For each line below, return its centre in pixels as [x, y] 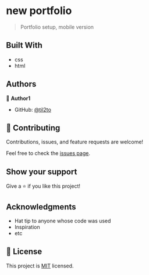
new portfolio [39, 11]
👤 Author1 [18, 98]
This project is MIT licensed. [40, 266]
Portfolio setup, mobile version [57, 27]
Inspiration [27, 227]
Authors [21, 84]
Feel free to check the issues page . [48, 153]
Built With [24, 45]
